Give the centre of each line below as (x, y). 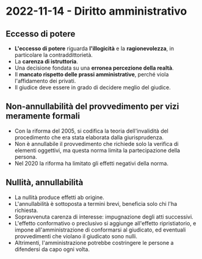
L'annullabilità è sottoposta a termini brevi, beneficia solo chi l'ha (96, 203)
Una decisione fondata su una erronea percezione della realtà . (94, 68)
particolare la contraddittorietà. (53, 55)
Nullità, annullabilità (45, 182)
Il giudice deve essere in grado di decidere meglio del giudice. (93, 87)
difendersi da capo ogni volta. (52, 249)
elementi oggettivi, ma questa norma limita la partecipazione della (97, 150)
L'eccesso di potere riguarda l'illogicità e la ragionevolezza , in (94, 48)
